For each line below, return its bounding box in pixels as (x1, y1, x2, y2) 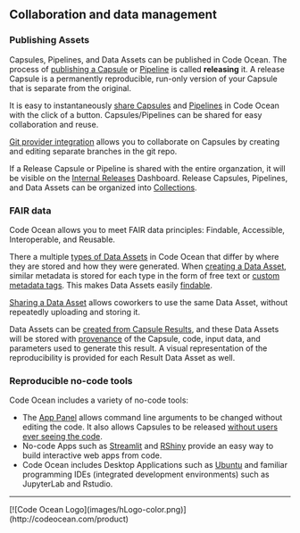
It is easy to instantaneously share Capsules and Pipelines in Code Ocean (9, 100, 279, 111)
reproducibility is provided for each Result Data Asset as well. (9, 352, 236, 362)
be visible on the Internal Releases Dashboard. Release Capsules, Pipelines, (9, 172, 288, 183)
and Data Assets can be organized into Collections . (9, 182, 198, 193)
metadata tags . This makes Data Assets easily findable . (9, 279, 212, 290)
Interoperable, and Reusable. (9, 234, 116, 245)
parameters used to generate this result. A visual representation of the (9, 343, 268, 354)
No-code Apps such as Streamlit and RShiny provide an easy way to (21, 441, 274, 452)
